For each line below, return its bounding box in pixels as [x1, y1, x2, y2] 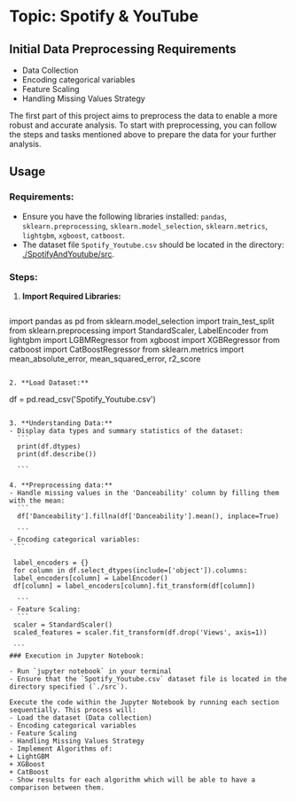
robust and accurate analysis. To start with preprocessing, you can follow [9, 120, 277, 130]
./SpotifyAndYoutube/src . [21, 248, 115, 259]
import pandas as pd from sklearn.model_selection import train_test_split [9, 315, 275, 326]
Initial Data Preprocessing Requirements [9, 42, 237, 57]
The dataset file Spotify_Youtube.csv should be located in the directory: [21, 239, 285, 250]
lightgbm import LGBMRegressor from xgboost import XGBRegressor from [9, 334, 281, 345]
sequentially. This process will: [9, 705, 137, 714]
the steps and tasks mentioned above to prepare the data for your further [9, 129, 277, 139]
